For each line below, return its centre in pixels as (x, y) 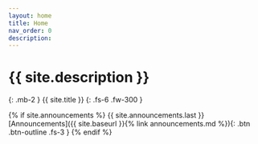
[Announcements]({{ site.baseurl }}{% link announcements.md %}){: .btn (129, 124)
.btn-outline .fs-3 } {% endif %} (60, 132)
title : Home (28, 23)
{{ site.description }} (79, 78)
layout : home (30, 16)
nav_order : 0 (30, 30)
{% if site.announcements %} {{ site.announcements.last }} (106, 115)
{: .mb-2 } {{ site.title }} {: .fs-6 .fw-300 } (76, 100)
